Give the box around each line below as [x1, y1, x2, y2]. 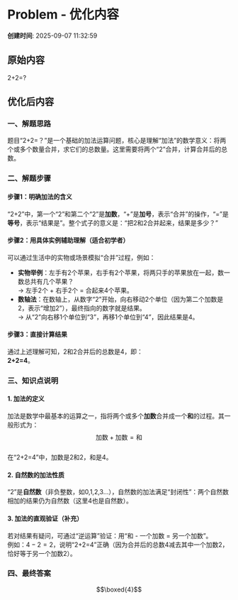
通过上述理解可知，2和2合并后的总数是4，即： [7, 347, 144, 356]
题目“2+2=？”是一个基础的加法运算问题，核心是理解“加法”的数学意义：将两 [7, 136, 227, 145]
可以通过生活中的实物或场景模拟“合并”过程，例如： [7, 253, 156, 261]
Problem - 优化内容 [7, 6, 119, 23]
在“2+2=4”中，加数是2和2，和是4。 [7, 453, 113, 462]
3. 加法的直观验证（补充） [7, 514, 84, 523]
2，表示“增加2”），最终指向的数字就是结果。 [17, 303, 147, 312]
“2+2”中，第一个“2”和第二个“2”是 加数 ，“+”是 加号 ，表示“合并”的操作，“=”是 [7, 209, 229, 218]
